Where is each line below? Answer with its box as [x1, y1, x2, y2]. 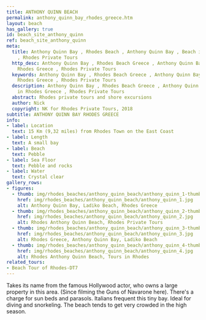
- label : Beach [6, 145, 45, 152]
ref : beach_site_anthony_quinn [6, 37, 86, 43]
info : [6, 117, 20, 123]
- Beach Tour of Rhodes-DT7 [6, 265, 78, 271]
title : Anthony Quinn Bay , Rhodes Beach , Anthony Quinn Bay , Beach [12, 49, 196, 55]
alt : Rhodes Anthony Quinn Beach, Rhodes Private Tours [17, 220, 164, 226]
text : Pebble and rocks [12, 163, 72, 169]
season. [6, 308, 26, 315]
